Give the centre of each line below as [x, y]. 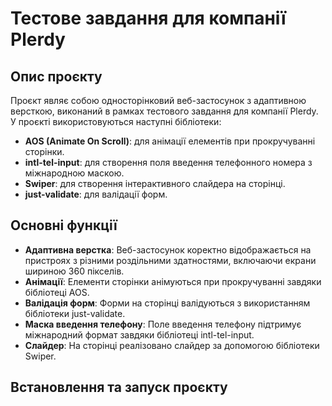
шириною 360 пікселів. [74, 271]
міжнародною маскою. [74, 173]
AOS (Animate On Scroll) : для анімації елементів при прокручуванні [170, 141]
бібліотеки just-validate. [75, 313]
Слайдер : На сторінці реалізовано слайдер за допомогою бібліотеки [172, 345]
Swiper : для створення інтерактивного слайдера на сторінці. [155, 183]
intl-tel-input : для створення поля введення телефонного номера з [168, 162]
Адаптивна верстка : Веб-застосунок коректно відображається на [168, 249]
